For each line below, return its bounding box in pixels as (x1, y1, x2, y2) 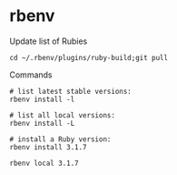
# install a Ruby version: (9, 134, 112, 144)
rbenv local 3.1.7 (9, 159, 79, 168)
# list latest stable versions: (9, 87, 132, 96)
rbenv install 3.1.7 (9, 142, 88, 151)
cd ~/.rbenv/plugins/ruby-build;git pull (9, 53, 169, 62)
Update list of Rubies (9, 36, 88, 46)
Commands (9, 69, 53, 80)
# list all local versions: (9, 110, 116, 119)
